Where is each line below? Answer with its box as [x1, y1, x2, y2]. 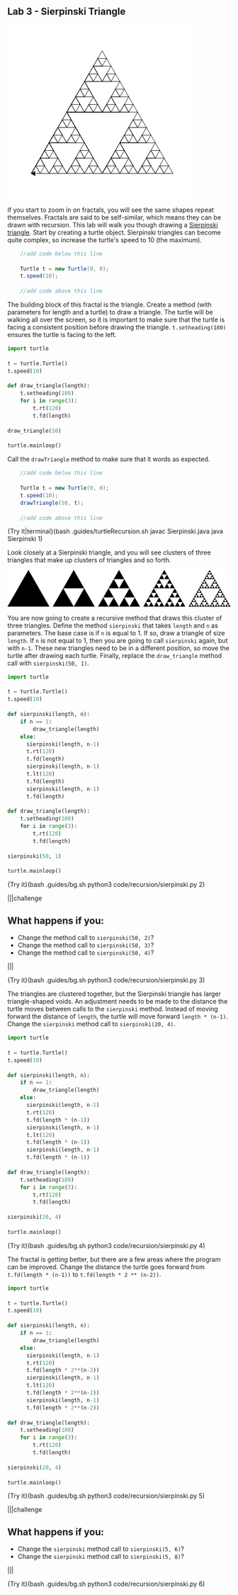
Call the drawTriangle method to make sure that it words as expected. [7, 455, 210, 463]
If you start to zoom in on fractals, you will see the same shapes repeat [7, 205, 215, 214]
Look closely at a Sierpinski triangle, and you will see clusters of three [7, 548, 211, 557]
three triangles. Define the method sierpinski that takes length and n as [7, 621, 218, 630]
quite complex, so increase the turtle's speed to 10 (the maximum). [7, 235, 202, 244]
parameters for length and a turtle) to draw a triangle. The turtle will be [7, 308, 214, 317]
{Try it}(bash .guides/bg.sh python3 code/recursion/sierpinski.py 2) [7, 880, 205, 889]
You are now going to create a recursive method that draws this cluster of [7, 613, 222, 622]
